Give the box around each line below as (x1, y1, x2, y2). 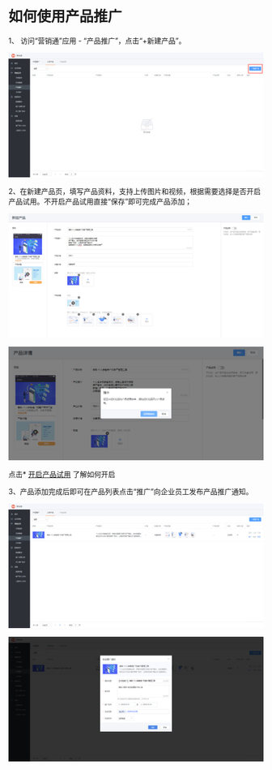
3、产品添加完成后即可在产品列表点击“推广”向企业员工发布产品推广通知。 (8, 487, 253, 497)
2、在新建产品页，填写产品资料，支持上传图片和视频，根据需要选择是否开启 (8, 187, 261, 196)
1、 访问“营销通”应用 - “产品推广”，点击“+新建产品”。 (8, 36, 186, 45)
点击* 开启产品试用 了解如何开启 (8, 470, 116, 480)
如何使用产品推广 (8, 7, 123, 26)
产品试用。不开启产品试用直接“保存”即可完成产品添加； (8, 196, 193, 207)
